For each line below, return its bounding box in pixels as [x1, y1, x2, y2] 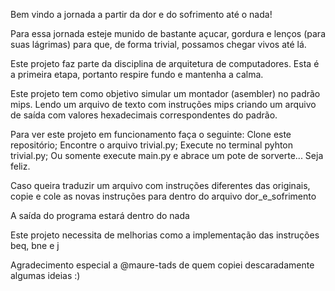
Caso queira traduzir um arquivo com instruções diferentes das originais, [10, 180, 311, 191]
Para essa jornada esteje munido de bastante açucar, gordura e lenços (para [10, 28, 326, 39]
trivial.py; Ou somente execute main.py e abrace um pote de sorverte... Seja [10, 150, 324, 161]
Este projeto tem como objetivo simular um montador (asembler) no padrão [10, 88, 321, 99]
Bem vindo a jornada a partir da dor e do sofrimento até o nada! [10, 9, 273, 20]
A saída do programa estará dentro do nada [10, 210, 190, 221]
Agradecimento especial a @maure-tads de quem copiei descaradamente [10, 259, 315, 271]
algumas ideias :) [10, 270, 81, 281]
